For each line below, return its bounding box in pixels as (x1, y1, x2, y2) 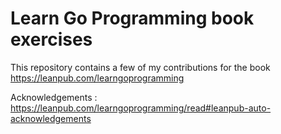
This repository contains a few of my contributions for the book (10, 61, 271, 73)
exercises (10, 28, 93, 51)
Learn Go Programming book (10, 7, 255, 30)
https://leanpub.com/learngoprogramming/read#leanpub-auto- (10, 102, 272, 114)
